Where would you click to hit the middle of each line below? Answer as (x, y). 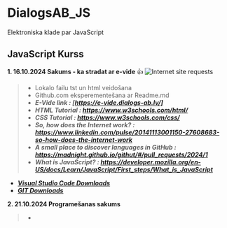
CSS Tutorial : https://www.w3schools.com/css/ (107, 117)
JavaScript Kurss (46, 54)
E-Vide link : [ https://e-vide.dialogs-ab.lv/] (99, 102)
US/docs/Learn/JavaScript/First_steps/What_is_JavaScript (124, 169)
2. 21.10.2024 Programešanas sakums (64, 204)
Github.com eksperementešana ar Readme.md (102, 95)
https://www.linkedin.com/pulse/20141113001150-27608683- (127, 132)
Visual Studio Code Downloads (64, 183)
